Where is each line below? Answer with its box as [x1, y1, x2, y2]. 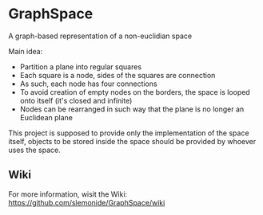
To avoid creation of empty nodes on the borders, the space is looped [19, 87, 250, 96]
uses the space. [8, 145, 62, 154]
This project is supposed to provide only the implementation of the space [8, 128, 249, 138]
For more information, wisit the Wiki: [8, 189, 128, 199]
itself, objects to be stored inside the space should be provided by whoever [8, 136, 257, 146]
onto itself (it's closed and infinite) [19, 96, 133, 105]
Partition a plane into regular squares [19, 61, 142, 72]
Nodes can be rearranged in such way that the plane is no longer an [19, 104, 245, 114]
